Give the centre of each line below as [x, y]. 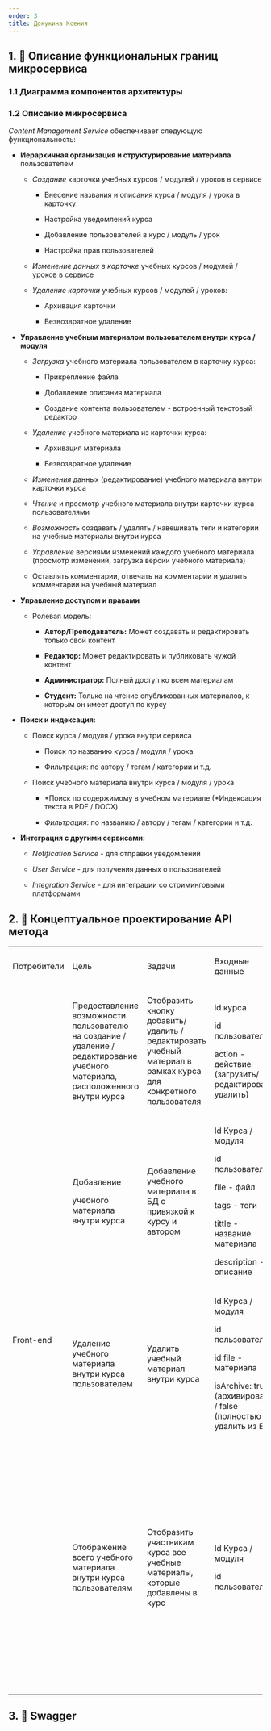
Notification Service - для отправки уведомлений [117, 854]
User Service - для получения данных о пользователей [127, 869]
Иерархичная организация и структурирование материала [125, 155]
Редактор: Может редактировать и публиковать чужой [140, 656]
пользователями [61, 512]
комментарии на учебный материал [94, 585]
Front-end [32, 1340]
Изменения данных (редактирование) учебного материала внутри [147, 479]
